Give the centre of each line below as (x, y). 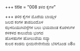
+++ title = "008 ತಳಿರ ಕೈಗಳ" (31, 7)
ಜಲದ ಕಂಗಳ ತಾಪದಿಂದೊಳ (24, 22)
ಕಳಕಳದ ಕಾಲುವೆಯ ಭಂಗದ (24, 33)
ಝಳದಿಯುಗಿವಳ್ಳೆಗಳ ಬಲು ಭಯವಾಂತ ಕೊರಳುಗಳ (40, 27)
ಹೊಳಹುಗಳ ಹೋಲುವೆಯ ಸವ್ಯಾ (28, 38)
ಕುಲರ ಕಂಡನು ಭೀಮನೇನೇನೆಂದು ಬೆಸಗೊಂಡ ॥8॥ (40, 44)
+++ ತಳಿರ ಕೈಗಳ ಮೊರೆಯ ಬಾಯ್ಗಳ (31, 17)
